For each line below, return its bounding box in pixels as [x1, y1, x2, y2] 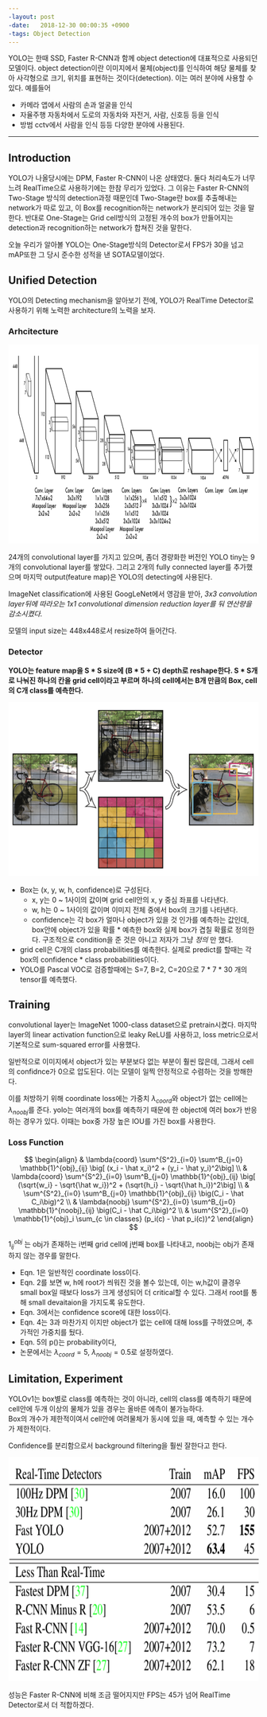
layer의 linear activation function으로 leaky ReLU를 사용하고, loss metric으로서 [8, 1030, 259, 1040]
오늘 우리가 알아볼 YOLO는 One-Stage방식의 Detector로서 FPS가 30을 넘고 [8, 240, 244, 250]
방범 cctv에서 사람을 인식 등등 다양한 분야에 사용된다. [19, 120, 185, 130]
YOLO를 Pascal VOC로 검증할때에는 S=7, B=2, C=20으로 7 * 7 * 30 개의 [19, 964, 248, 974]
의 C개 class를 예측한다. [8, 685, 83, 695]
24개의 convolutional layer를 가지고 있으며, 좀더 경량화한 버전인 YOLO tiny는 [8, 552, 249, 562]
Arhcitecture [8, 326, 59, 337]
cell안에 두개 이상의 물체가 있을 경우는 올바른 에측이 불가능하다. [8, 1404, 204, 1414]
